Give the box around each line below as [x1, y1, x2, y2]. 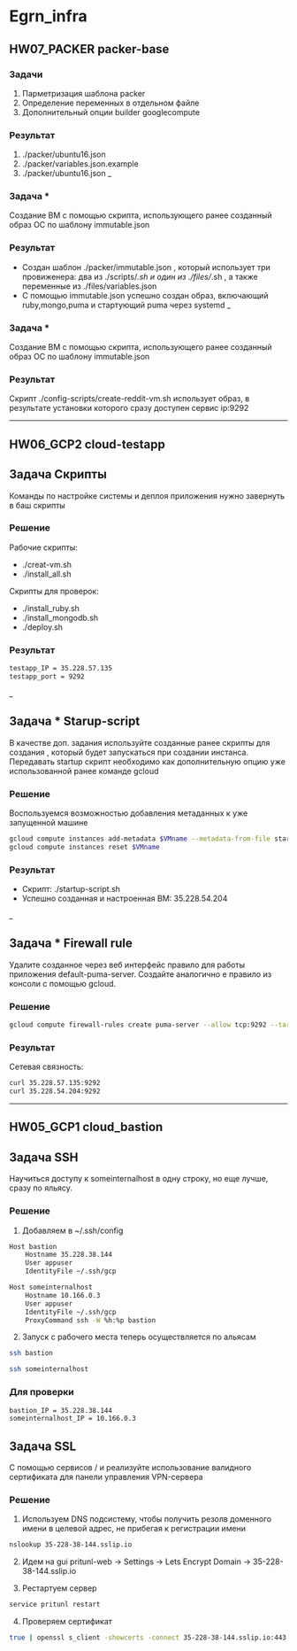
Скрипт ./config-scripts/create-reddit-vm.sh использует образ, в [9, 393, 250, 404]
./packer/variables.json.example [21, 159, 139, 169]
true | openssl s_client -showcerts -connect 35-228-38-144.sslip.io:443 [9, 1633, 287, 1642]
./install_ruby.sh [21, 602, 80, 613]
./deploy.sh [21, 622, 64, 632]
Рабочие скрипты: [9, 542, 78, 553]
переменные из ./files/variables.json [21, 281, 157, 291]
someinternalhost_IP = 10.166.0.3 [9, 1415, 137, 1423]
